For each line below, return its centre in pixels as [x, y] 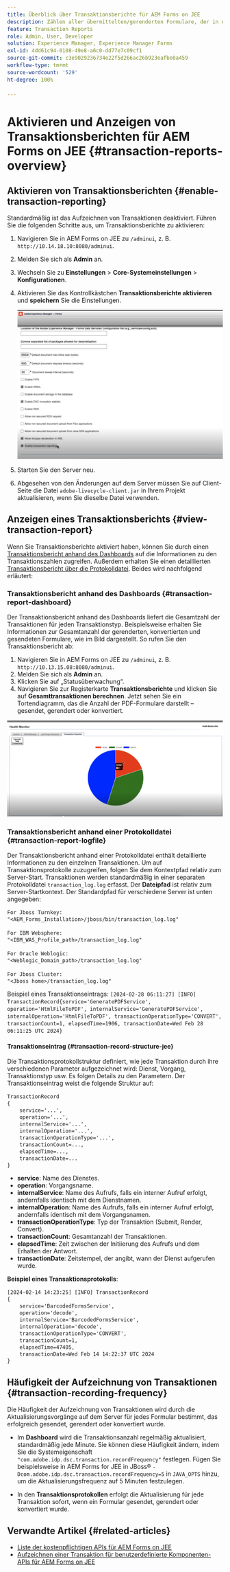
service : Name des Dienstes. [58, 1178]
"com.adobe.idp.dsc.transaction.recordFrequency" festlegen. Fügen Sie [119, 1459]
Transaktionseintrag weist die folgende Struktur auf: [80, 1083]
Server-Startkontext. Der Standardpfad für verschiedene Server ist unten [110, 892]
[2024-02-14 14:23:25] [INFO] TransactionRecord [78, 1292]
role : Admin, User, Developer [50, 36]
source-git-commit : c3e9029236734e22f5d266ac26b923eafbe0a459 [98, 58]
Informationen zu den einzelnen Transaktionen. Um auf [85, 863]
